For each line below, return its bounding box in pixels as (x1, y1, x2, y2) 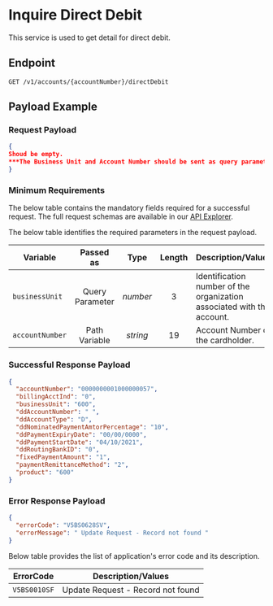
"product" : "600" (15, 469, 75, 477)
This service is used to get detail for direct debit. (8, 33, 171, 42)
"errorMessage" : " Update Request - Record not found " (15, 529, 209, 537)
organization (195, 291, 244, 303)
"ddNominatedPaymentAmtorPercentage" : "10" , (15, 423, 169, 431)
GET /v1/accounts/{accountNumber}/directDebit (8, 77, 169, 86)
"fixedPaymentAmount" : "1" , (15, 453, 111, 461)
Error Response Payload (8, 495, 106, 506)
